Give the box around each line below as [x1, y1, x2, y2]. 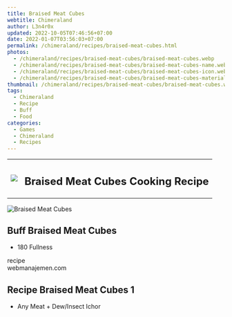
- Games [13, 126, 36, 133]
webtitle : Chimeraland [7, 17, 72, 24]
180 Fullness [17, 243, 53, 251]
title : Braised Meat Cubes [7, 10, 85, 17]
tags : [7, 87, 23, 94]
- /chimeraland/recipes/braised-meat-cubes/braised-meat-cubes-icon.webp [13, 68, 230, 75]
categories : [7, 119, 41, 127]
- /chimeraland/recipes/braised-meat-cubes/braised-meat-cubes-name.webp [13, 62, 230, 69]
